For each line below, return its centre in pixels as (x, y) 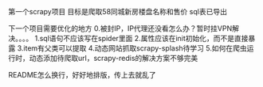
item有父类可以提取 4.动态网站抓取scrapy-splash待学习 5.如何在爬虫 (135, 48)
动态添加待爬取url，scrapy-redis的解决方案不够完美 (114, 58)
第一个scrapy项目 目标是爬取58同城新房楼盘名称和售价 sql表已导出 (118, 11)
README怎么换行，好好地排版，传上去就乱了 (82, 75)
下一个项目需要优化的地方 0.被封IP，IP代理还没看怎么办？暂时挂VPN (120, 28)
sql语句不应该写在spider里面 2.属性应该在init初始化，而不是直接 (144, 38)
